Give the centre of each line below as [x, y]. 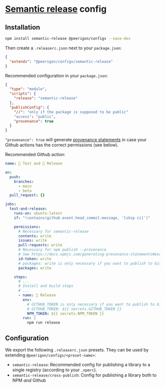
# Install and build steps [46, 286]
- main [25, 186]
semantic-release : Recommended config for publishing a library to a [81, 364]
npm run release [43, 323]
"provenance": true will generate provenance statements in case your [76, 140]
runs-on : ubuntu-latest [38, 213]
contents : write [35, 236]
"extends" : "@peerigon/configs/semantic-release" [61, 62]
